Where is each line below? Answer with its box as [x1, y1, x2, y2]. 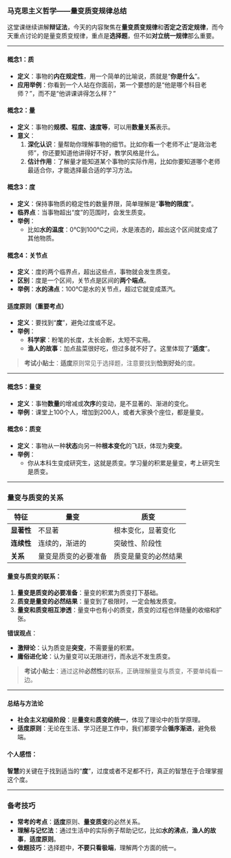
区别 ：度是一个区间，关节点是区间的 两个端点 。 [16, 276, 150, 285]
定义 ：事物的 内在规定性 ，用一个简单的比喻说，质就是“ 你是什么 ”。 [16, 72, 204, 80]
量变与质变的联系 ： [7, 572, 62, 580]
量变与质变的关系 [7, 493, 64, 502]
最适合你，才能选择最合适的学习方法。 [27, 165, 136, 174]
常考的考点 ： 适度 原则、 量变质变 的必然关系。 [16, 817, 144, 826]
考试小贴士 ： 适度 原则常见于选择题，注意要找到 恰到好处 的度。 [23, 359, 199, 367]
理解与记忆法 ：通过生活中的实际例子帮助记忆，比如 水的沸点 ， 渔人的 [16, 826, 210, 835]
